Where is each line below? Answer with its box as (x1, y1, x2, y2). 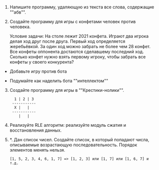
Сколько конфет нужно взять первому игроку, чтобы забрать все (9, 54, 146, 60)
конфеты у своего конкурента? (9, 59, 74, 65)
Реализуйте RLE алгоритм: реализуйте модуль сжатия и (9, 122, 126, 128)
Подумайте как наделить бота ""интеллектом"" (9, 78, 108, 84)
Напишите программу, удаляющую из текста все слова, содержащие (9, 4, 154, 10)
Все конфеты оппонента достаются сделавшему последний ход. (9, 49, 144, 54)
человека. (9, 24, 31, 30)
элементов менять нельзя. (9, 147, 65, 153)
